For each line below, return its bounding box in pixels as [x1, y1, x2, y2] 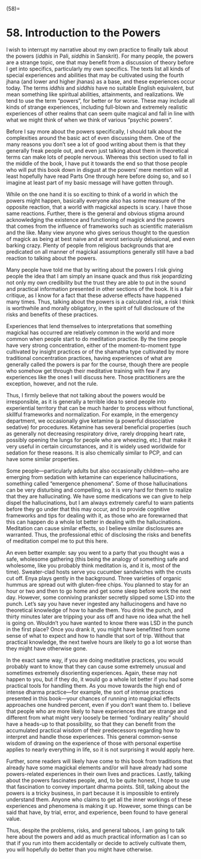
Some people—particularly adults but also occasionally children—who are [6, 467, 189, 474]
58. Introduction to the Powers [6, 26, 161, 40]
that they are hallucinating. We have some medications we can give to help [6, 492, 191, 500]
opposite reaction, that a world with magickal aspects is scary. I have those [6, 203, 192, 210]
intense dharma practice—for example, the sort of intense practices [6, 688, 174, 695]
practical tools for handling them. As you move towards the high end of [6, 682, 182, 689]
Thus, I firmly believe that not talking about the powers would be [6, 391, 166, 399]
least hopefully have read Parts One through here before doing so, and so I [6, 173, 191, 180]
